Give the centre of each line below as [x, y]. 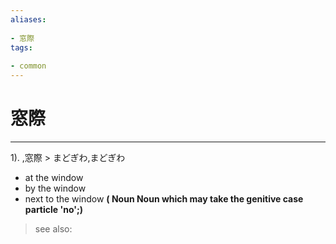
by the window [55, 188]
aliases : [28, 19]
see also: [53, 228]
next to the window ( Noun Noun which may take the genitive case [164, 198]
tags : [21, 47]
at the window [54, 177]
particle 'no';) [54, 209]
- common [28, 66]
